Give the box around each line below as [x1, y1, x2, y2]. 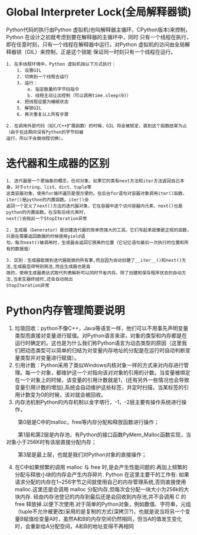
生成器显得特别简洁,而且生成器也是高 [13, 264, 91, 270]
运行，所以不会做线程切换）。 [6, 135, 66, 141]
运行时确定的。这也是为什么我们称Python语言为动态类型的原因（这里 [14, 339, 182, 346]
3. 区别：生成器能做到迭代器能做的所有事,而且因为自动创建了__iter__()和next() [6, 257, 182, 263]
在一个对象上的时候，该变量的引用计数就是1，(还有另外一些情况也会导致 [14, 376, 190, 383]
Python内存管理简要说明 [6, 304, 125, 317]
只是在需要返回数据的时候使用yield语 [6, 233, 86, 239]
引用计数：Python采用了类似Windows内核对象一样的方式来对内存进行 [14, 361, 184, 368]
